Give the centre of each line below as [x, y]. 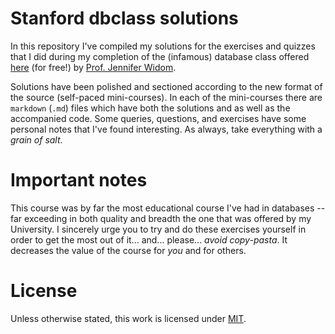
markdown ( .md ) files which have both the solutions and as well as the [150, 108]
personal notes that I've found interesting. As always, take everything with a [166, 129]
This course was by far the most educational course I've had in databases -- [168, 208]
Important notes [79, 180]
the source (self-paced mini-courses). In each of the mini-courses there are [166, 97]
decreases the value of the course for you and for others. [128, 250]
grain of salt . [36, 139]
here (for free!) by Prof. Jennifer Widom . [93, 67]
